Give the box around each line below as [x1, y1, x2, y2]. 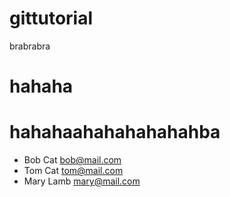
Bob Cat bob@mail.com [23, 154, 122, 166]
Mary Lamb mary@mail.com [23, 175, 141, 187]
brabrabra [9, 40, 51, 52]
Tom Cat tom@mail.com [23, 165, 124, 177]
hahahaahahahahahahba [9, 121, 221, 144]
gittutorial [9, 7, 94, 30]
